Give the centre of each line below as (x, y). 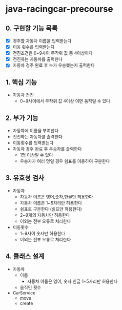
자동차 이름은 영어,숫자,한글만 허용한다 (56, 197)
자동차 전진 (23, 95)
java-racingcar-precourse (60, 9)
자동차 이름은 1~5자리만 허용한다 (51, 203)
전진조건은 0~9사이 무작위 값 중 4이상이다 (53, 53)
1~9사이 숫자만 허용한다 (42, 233)
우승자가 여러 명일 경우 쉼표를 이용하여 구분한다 (65, 161)
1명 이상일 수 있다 (36, 155)
